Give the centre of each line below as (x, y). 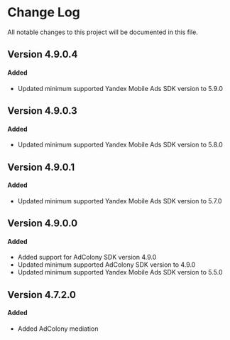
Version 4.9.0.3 (43, 111)
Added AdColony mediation (58, 329)
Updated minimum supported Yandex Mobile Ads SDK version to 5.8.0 (120, 145)
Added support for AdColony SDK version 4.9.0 (87, 257)
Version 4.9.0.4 (43, 54)
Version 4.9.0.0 (43, 224)
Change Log (44, 12)
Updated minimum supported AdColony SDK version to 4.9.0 (106, 265)
